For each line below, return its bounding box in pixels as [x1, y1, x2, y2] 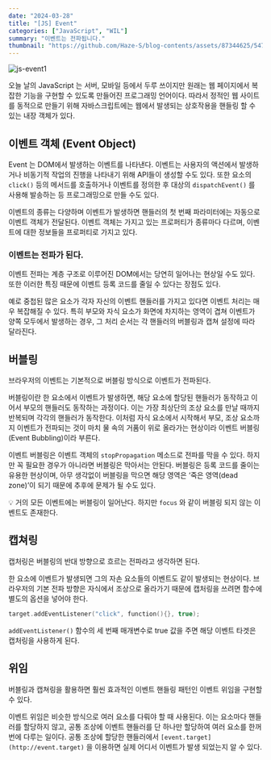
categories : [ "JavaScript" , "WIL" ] [8, 27, 128, 35]
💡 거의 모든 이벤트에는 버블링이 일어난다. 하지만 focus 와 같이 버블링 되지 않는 [8, 498, 252, 507]
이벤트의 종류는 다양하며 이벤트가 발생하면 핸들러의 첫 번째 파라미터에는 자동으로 [8, 207, 261, 216]
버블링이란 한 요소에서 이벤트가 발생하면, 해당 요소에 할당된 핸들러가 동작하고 [8, 393, 250, 403]
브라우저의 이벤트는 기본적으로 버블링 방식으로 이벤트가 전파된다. [8, 376, 211, 386]
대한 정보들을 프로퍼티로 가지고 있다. [23, 227, 138, 236]
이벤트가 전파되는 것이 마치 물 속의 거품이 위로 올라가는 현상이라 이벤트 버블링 [16, 423, 261, 432]
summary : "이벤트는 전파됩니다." [8, 34, 106, 43]
